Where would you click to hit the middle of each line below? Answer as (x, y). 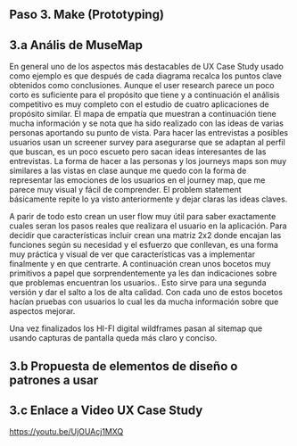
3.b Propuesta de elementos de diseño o (124, 366)
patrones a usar (54, 380)
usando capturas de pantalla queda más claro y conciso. (113, 338)
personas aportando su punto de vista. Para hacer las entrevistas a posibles (149, 133)
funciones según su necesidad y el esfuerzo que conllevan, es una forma (144, 245)
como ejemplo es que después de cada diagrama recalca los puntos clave (146, 76)
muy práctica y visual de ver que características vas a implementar (132, 254)
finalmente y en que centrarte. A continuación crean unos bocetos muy (140, 264)
